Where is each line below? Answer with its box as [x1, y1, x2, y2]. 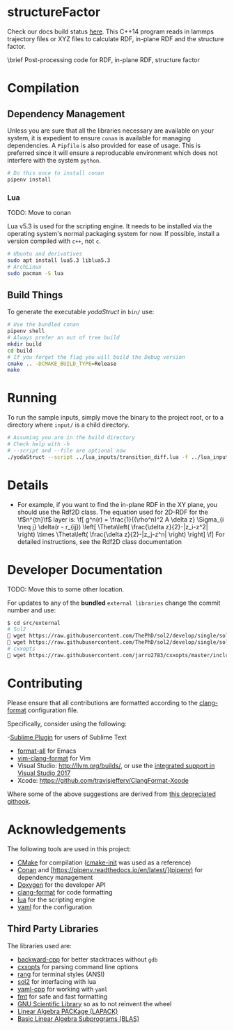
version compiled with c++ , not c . [7, 237, 101, 245]
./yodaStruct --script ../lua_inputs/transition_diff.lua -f [7, 453, 189, 461]
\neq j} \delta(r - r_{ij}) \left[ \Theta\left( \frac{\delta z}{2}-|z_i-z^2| [17, 522, 209, 531]
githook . [7, 797, 31, 805]
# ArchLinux [7, 263, 42, 270]
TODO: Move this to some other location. [7, 584, 125, 594]
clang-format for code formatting [17, 888, 113, 896]
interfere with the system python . [7, 156, 101, 164]
